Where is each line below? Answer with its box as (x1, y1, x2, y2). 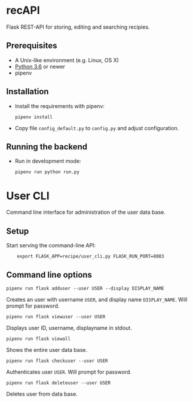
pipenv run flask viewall (6, 336, 71, 342)
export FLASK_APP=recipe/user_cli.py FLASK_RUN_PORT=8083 (17, 253, 164, 260)
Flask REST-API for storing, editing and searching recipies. (6, 23, 151, 30)
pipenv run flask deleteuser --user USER (6, 380, 111, 386)
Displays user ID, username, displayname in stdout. (6, 324, 133, 332)
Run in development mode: (14, 158, 82, 165)
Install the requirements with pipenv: (14, 102, 105, 109)
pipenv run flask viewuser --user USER (6, 314, 106, 320)
